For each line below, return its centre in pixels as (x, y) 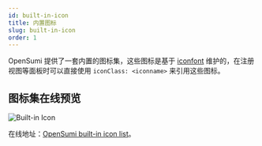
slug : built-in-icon (42, 30)
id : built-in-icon (38, 15)
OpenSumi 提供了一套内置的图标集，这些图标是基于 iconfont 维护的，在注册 (131, 61)
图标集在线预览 (45, 98)
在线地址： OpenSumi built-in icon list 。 (72, 134)
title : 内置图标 (32, 23)
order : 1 (22, 37)
